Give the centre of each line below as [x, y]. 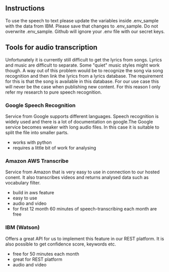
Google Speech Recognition [40, 105]
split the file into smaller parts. [37, 132]
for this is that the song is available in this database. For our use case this [82, 81]
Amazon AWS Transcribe [37, 161]
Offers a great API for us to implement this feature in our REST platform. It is [85, 238]
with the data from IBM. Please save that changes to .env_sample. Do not [82, 26]
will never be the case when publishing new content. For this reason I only [83, 86]
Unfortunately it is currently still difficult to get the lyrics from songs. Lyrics [83, 59]
